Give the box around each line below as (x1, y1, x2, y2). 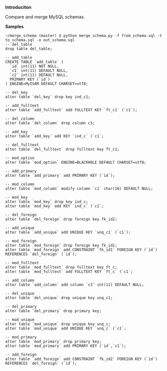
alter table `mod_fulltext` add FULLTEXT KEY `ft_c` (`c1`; (5, 269, 133, 274)
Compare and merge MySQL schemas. (5, 14, 85, 19)
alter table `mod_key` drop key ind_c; (5, 199, 88, 204)
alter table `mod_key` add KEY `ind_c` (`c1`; (5, 204, 104, 209)
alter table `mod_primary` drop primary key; (5, 339, 101, 344)
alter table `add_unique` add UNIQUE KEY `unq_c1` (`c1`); (5, 230, 131, 235)
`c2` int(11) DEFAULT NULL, (9, 72, 68, 77)
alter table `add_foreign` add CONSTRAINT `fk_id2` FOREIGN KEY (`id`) (5, 357, 157, 362)
